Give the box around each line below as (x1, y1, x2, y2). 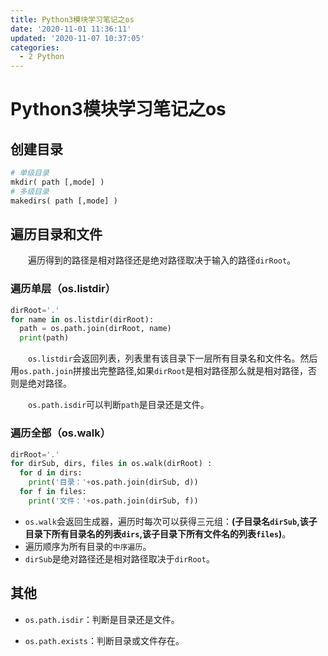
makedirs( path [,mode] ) (10, 196, 118, 206)
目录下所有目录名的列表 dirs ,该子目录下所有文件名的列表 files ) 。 (24, 527, 292, 540)
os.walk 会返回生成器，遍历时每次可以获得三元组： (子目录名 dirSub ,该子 (24, 515, 318, 527)
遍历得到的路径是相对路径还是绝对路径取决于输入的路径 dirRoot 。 (27, 254, 297, 266)
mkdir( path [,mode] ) (10, 177, 105, 187)
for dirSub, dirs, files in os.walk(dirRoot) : (10, 459, 213, 469)
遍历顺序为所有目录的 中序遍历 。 (24, 540, 152, 552)
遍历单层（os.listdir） (10, 282, 117, 296)
